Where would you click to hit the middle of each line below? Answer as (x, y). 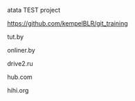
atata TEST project (34, 10)
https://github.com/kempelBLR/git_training (67, 23)
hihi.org (18, 90)
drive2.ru (20, 64)
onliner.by (21, 50)
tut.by (16, 37)
